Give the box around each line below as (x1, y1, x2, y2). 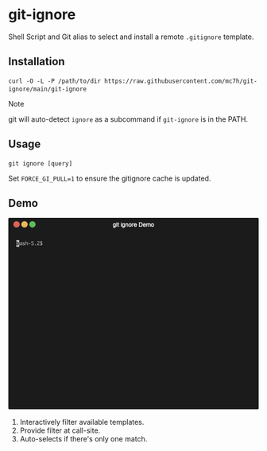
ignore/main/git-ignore (8, 85, 87, 93)
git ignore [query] (8, 159, 73, 168)
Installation (8, 55, 65, 68)
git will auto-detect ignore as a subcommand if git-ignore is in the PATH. (8, 114, 249, 124)
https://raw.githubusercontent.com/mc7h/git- (104, 77, 258, 85)
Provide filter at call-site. (19, 426, 101, 435)
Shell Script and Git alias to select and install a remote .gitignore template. (8, 32, 254, 41)
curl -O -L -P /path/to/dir (8, 77, 102, 85)
